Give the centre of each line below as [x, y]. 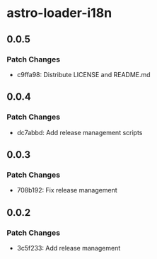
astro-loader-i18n [59, 13]
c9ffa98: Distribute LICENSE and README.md [83, 74]
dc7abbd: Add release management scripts [80, 132]
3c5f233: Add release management [69, 248]
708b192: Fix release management [67, 190]
